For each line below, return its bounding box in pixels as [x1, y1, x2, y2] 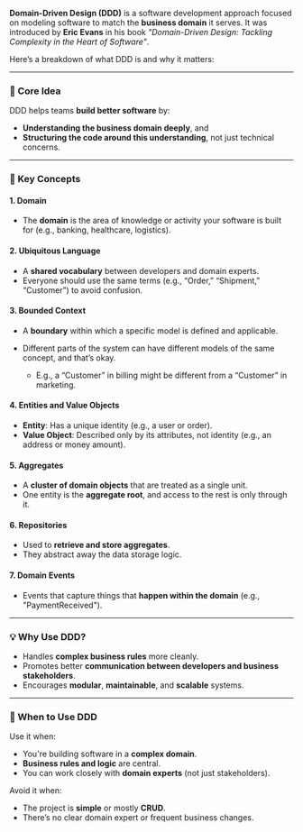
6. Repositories [9, 519, 68, 530]
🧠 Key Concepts [9, 173, 81, 186]
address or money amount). [22, 439, 126, 450]
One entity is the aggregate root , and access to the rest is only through [22, 489, 288, 500]
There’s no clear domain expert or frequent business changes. [22, 812, 254, 823]
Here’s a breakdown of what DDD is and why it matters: [9, 54, 215, 64]
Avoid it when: [9, 785, 62, 796]
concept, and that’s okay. [22, 352, 116, 363]
